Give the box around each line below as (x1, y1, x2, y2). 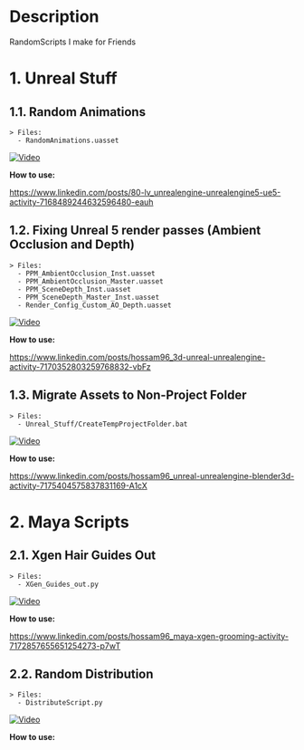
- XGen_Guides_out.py (17, 580, 100, 589)
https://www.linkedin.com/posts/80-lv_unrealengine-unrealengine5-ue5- (9, 187, 281, 197)
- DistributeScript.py (17, 698, 103, 707)
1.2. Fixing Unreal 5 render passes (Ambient (9, 223, 261, 238)
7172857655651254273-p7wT (9, 640, 121, 651)
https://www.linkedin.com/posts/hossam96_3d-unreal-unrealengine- (9, 351, 266, 362)
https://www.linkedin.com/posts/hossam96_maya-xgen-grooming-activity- (9, 630, 290, 641)
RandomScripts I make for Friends (9, 36, 137, 47)
